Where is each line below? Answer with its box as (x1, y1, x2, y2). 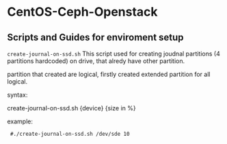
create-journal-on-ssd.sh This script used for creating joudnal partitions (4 (7, 49, 220, 58)
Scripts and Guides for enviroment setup (7, 32, 184, 43)
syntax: (7, 91, 28, 99)
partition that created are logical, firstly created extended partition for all (7, 70, 211, 78)
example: (7, 117, 33, 125)
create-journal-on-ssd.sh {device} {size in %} (7, 104, 136, 112)
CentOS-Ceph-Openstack (7, 4, 159, 20)
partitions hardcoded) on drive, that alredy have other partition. (7, 57, 185, 65)
